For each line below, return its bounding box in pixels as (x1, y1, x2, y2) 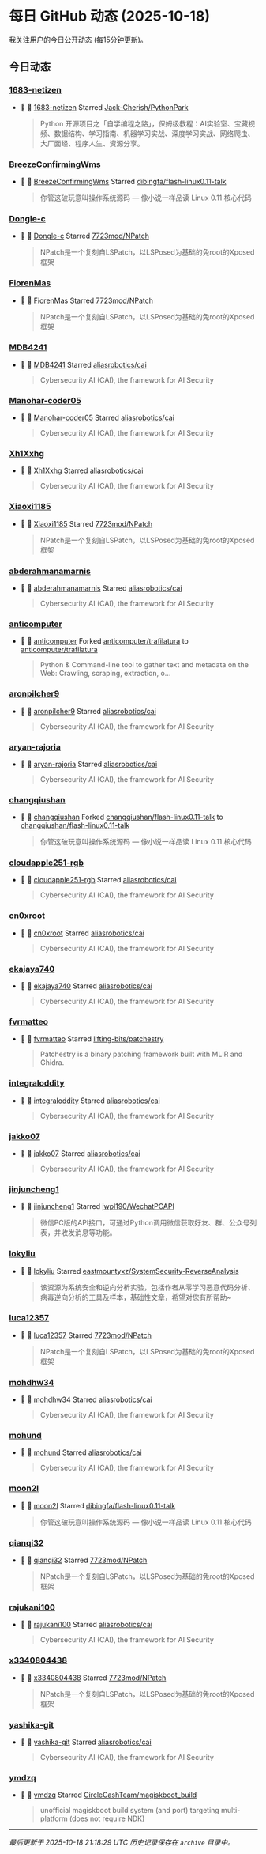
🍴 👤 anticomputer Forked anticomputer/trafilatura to (20, 636, 189, 646)
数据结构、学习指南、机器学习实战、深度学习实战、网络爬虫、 (54, 128, 255, 138)
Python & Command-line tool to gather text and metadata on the (39, 660, 249, 670)
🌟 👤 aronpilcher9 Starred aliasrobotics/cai (20, 706, 157, 716)
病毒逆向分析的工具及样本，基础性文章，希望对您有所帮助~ (39, 1292, 232, 1301)
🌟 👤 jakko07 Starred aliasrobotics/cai (20, 1148, 140, 1158)
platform (39, 1814, 68, 1823)
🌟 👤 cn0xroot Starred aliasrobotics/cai (20, 928, 144, 938)
